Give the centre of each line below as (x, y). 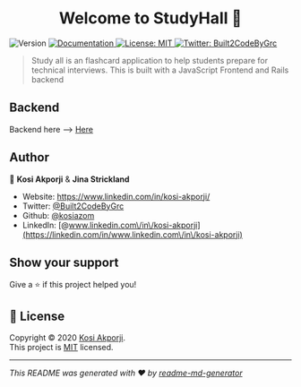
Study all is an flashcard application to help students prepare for (150, 60)
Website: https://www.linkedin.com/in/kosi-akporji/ (116, 196)
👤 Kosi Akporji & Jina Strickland (69, 179)
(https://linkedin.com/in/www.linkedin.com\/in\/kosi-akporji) (133, 234)
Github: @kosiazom (58, 215)
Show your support (64, 262)
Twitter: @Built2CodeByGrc (73, 206)
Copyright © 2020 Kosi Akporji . (67, 338)
